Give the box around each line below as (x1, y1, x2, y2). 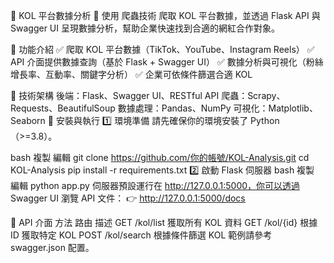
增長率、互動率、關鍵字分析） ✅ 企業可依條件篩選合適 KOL (10, 69, 253, 80)
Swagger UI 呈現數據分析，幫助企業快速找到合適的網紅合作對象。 (10, 22, 280, 34)
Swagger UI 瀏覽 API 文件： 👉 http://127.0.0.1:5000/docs (10, 192, 246, 204)
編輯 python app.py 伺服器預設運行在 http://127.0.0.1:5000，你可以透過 (10, 180, 301, 191)
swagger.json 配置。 (10, 242, 95, 253)
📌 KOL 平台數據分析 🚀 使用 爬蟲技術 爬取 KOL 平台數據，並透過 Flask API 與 (10, 10, 321, 21)
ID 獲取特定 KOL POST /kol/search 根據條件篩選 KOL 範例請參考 (10, 229, 273, 241)
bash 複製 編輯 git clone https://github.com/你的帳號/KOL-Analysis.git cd (10, 152, 310, 163)
